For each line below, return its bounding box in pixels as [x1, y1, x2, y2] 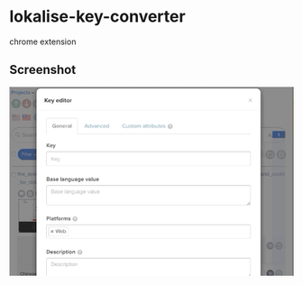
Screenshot [9, 62, 77, 78]
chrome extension [9, 36, 77, 47]
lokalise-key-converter [9, 6, 187, 27]
